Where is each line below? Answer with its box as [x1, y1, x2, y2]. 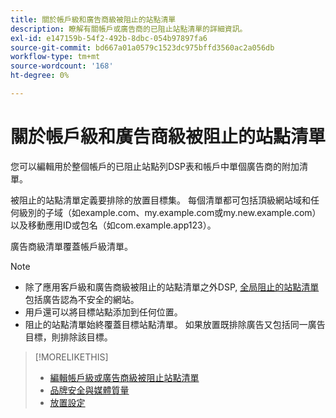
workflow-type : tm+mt [10, 52, 101, 62]
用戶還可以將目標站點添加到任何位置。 [24, 306, 183, 318]
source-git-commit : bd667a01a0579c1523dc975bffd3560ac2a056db [10, 42, 275, 53]
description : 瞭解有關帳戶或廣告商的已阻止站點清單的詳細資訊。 [10, 24, 248, 34]
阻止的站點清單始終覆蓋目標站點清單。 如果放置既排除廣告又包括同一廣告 [24, 318, 326, 330]
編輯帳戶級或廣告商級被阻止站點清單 [49, 371, 200, 383]
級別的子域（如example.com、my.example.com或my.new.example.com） [18, 206, 322, 218]
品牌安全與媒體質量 [49, 384, 130, 396]
